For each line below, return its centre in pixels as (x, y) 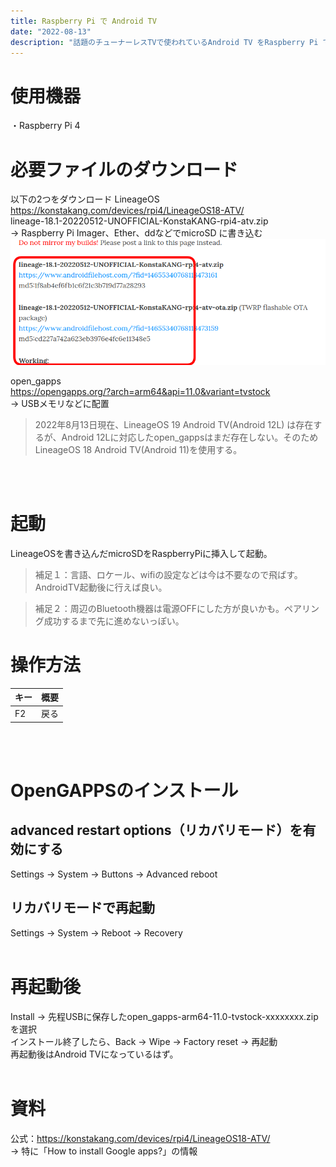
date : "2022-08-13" (51, 31)
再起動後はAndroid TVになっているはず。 (94, 1054)
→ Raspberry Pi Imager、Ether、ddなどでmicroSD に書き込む (136, 233)
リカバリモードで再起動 (82, 908)
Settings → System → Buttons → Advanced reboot (114, 874)
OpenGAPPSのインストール (124, 791)
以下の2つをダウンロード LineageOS (85, 199)
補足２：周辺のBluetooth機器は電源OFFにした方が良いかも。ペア (168, 608)
